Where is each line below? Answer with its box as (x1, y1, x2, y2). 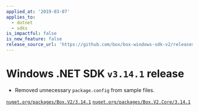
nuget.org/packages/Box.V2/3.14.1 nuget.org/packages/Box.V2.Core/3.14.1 (6, 99, 191, 105)
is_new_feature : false (6, 36, 62, 42)
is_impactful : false (6, 31, 57, 37)
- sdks (11, 25, 28, 31)
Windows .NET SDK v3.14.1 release (6, 67, 185, 80)
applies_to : (6, 14, 36, 20)
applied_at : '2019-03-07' (6, 8, 70, 15)
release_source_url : (6, 42, 57, 48)
